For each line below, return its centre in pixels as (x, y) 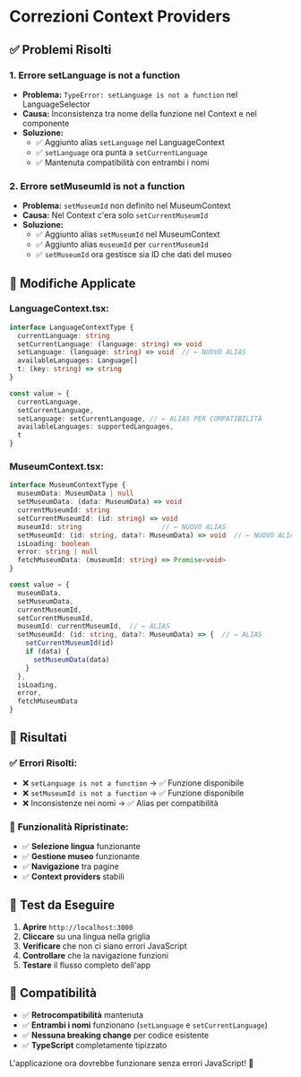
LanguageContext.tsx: (59, 308)
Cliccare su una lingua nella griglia (86, 936)
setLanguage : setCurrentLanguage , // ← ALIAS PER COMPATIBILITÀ (140, 419)
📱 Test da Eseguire (62, 905)
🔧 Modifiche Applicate (73, 283)
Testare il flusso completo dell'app (86, 965)
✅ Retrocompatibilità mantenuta (83, 1014)
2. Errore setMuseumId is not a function (97, 186)
